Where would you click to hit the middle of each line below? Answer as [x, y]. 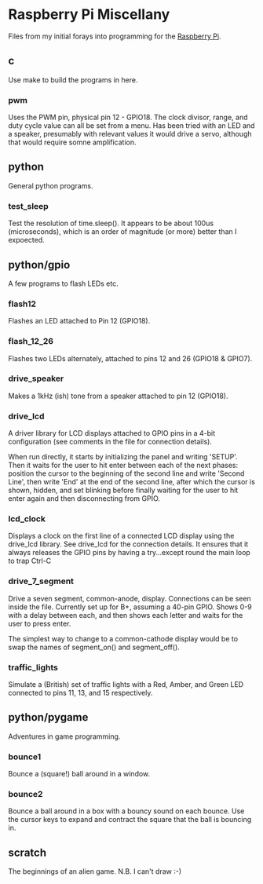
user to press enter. [40, 623]
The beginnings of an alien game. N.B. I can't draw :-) [95, 871]
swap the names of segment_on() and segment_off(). [94, 647]
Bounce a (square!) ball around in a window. [79, 774]
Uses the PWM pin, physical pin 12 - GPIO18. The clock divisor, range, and [128, 117]
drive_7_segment [41, 581]
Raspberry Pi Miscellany [89, 15]
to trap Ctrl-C [30, 561]
